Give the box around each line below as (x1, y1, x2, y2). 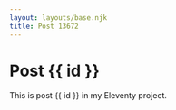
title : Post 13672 (9, 22, 79, 31)
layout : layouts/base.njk (9, 13, 107, 23)
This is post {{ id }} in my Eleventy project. (9, 90, 168, 101)
